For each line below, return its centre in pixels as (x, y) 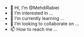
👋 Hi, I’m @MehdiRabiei (35, 8)
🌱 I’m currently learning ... (37, 18)
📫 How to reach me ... (34, 29)
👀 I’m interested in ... (32, 13)
